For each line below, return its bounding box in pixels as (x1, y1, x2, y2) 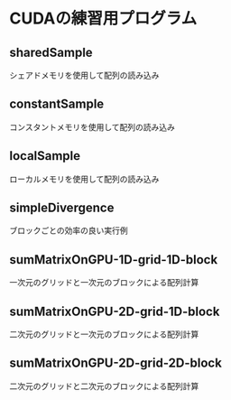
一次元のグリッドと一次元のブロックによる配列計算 (9, 277, 199, 288)
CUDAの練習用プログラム (9, 8, 198, 29)
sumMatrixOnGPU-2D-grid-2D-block (9, 356, 223, 371)
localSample (9, 148, 81, 163)
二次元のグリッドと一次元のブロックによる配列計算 (9, 329, 199, 340)
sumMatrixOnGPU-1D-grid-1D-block (9, 252, 218, 267)
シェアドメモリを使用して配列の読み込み (9, 70, 160, 80)
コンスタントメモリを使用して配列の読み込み (9, 121, 176, 132)
